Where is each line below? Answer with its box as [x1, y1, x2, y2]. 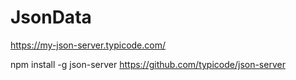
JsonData [10, 6, 92, 29]
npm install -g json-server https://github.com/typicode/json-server [10, 58, 286, 70]
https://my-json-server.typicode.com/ [10, 39, 166, 51]
